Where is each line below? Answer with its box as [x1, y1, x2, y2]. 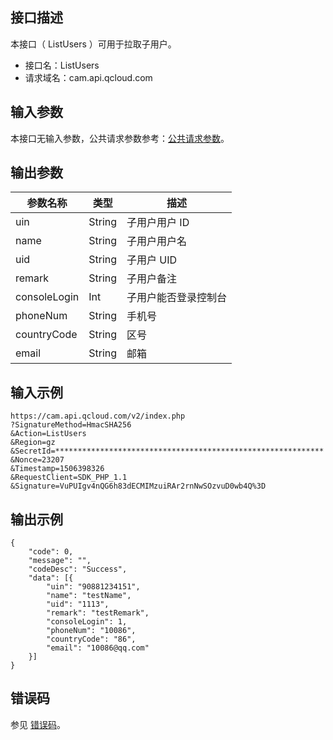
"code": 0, [28, 547, 74, 557]
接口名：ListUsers [24, 59, 100, 71]
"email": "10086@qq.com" [46, 643, 150, 653]
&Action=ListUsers [10, 429, 87, 439]
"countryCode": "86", [46, 634, 137, 645]
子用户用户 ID [126, 216, 190, 230]
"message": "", [28, 556, 92, 566]
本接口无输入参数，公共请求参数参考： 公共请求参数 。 [10, 132, 230, 144]
